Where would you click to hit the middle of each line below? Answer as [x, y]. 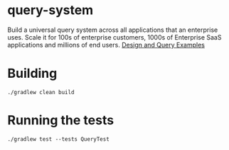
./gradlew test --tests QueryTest [59, 139]
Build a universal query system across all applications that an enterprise [113, 30]
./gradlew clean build [41, 92]
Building [32, 74]
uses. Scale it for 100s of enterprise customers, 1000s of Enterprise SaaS [114, 37]
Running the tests [61, 121]
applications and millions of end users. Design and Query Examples [106, 45]
